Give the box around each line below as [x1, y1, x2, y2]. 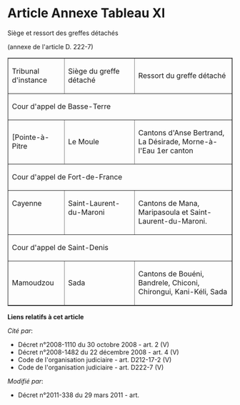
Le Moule [67, 136, 100, 146]
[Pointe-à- [11, 132, 50, 142]
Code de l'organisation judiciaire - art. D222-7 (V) [17, 363, 164, 371]
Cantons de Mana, [138, 198, 200, 208]
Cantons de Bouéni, [138, 269, 204, 279]
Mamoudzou [11, 277, 54, 287]
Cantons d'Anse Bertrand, [138, 127, 225, 137]
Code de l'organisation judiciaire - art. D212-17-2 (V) [17, 355, 172, 364]
